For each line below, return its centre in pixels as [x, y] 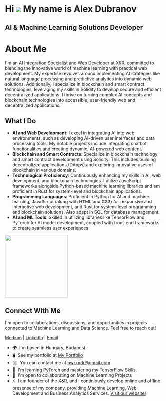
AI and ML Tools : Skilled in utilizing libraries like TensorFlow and [78, 217]
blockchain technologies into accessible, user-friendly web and [70, 100]
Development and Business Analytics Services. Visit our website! [79, 393]
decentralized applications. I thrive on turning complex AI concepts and [79, 95]
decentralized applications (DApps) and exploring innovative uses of [83, 165]
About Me [26, 49]
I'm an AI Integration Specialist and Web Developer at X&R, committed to [80, 63]
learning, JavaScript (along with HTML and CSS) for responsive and [82, 202]
